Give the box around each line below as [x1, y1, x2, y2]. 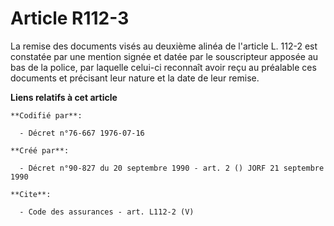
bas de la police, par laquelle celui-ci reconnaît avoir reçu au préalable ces [10, 61, 317, 73]
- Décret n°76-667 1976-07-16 [19, 128, 145, 138]
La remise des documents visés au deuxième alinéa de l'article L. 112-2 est [10, 40, 318, 52]
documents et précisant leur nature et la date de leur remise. [10, 72, 260, 84]
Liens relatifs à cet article [10, 91, 118, 103]
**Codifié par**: [10, 110, 83, 121]
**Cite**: [10, 189, 52, 199]
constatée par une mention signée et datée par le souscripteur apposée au [10, 50, 319, 62]
